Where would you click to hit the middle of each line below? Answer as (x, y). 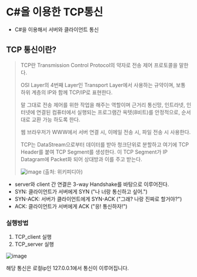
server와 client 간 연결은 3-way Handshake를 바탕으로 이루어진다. (92, 184)
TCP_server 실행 (34, 244)
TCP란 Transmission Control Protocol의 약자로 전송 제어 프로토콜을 (99, 65)
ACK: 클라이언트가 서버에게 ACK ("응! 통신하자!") (71, 206)
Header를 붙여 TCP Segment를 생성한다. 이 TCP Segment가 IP (94, 152)
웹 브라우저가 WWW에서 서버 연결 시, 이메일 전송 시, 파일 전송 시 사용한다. (106, 132)
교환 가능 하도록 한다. (56, 119)
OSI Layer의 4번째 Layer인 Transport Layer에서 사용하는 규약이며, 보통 (103, 85)
